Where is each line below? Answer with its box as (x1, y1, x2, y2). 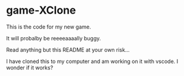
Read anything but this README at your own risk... (6, 46, 130, 53)
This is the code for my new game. (6, 23, 91, 30)
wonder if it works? (6, 64, 54, 71)
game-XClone (6, 4, 76, 17)
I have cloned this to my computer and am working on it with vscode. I (6, 58, 179, 65)
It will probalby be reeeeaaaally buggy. (6, 34, 101, 42)
